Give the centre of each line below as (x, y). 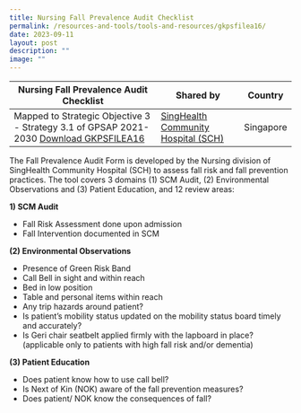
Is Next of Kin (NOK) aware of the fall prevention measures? (133, 389)
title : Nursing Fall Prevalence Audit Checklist (102, 18)
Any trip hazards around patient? (82, 307)
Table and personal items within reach (92, 297)
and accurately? (52, 325)
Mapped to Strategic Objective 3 (82, 116)
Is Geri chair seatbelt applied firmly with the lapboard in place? (138, 335)
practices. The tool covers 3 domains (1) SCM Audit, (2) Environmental (139, 180)
